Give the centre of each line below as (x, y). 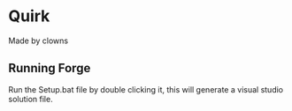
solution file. (31, 99)
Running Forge (50, 68)
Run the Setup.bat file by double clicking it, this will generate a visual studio (146, 89)
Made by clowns (38, 41)
